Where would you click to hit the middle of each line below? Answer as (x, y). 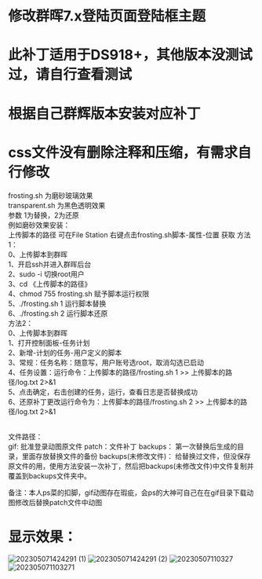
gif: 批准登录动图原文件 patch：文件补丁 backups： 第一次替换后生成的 (123, 446)
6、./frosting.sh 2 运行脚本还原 (58, 313)
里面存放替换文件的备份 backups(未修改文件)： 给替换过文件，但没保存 (136, 456)
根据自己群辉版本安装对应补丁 (105, 114)
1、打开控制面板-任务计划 (49, 343)
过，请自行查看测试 (70, 75)
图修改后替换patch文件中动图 (55, 502)
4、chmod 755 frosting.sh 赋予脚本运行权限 (79, 293)
